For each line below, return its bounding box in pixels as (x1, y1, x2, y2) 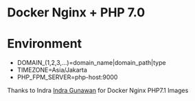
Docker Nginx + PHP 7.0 (7, 5, 146, 20)
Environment (7, 36, 82, 52)
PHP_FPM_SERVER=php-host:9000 (16, 73, 118, 81)
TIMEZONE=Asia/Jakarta (16, 66, 88, 74)
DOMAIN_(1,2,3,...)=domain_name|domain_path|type (16, 59, 166, 67)
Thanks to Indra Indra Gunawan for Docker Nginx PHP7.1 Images (7, 87, 189, 95)
